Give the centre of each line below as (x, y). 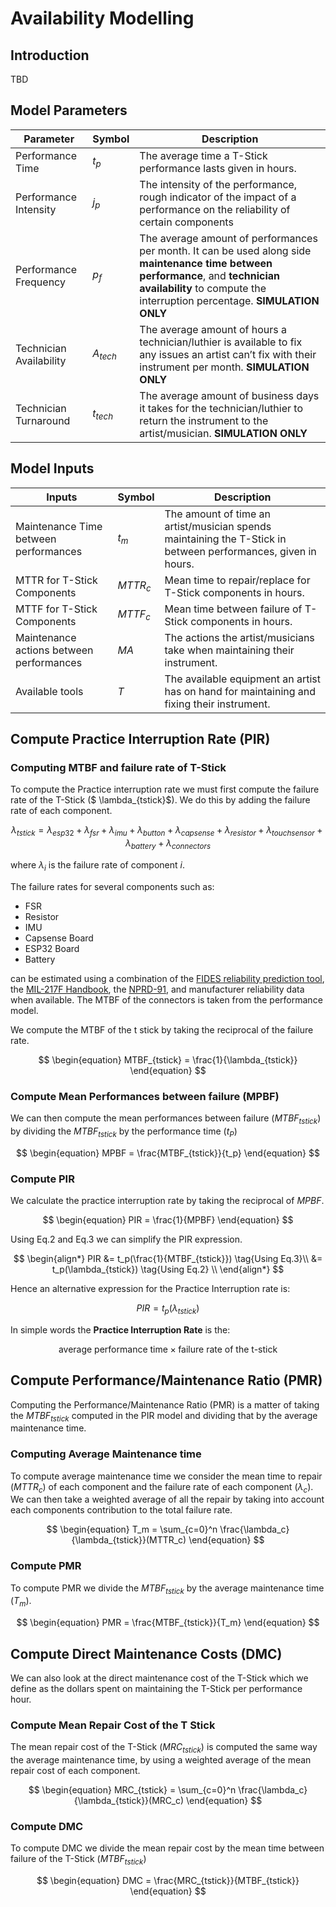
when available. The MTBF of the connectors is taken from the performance (166, 999)
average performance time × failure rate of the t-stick (168, 1349)
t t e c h (103, 414)
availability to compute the (203, 288)
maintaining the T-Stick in (225, 539)
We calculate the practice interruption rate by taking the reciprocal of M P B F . (167, 1200)
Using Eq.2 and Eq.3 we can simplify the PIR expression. (126, 1239)
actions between (54, 650)
